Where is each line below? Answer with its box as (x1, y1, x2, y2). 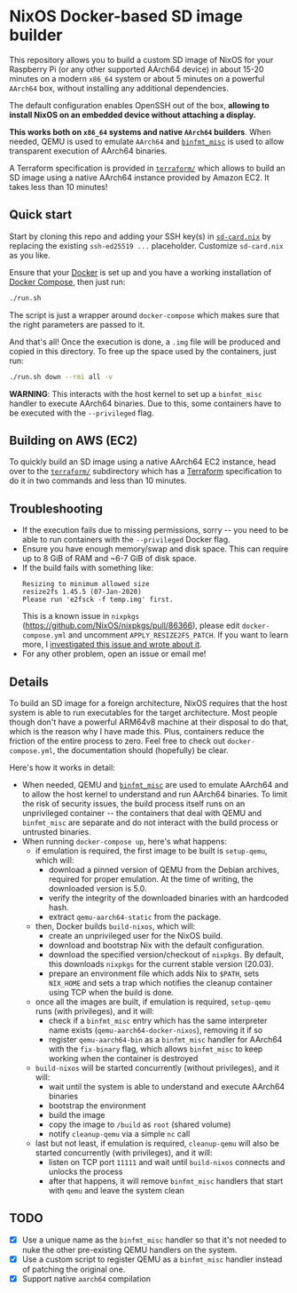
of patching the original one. (21, 1264, 126, 1274)
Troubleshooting (9, 501, 104, 516)
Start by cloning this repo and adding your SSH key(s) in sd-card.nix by (9, 231, 272, 242)
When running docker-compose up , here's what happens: (21, 836, 228, 846)
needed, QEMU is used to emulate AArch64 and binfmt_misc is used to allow (9, 136, 285, 147)
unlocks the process (48, 1166, 123, 1177)
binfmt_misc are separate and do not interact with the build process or (21, 817, 279, 828)
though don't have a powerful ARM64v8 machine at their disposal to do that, (9, 717, 289, 727)
